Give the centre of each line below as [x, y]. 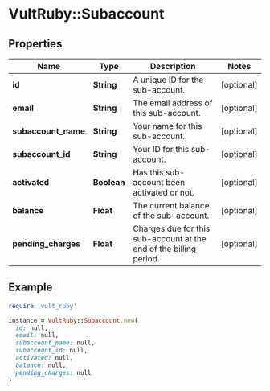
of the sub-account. [171, 216]
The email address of [172, 103]
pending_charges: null [53, 372]
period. [146, 259]
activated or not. [164, 192]
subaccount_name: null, [55, 343]
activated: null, [45, 358]
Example [31, 288]
